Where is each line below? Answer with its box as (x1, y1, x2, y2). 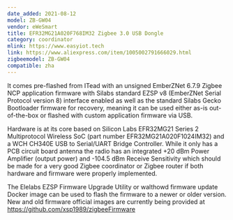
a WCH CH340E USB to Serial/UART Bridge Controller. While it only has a (7, 139, 218, 147)
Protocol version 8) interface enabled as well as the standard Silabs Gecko (7, 96, 222, 105)
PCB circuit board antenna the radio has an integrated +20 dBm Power (7, 147, 210, 155)
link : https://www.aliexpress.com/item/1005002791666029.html (7, 50, 192, 57)
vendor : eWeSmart (7, 23, 58, 30)
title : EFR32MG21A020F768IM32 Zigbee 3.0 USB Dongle (7, 29, 164, 37)
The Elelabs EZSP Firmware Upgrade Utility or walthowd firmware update (7, 182, 218, 191)
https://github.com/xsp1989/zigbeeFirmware (7, 205, 136, 213)
